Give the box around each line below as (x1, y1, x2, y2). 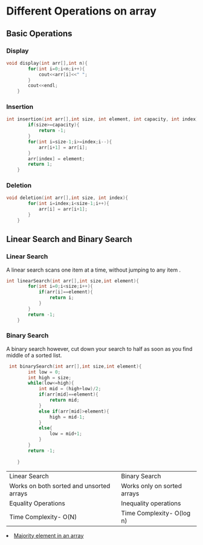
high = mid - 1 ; (49, 414, 85, 420)
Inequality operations (120, 499, 181, 507)
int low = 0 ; (28, 369, 61, 375)
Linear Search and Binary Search (6, 234, 133, 244)
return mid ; (49, 397, 80, 403)
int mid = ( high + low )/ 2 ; (38, 386, 101, 392)
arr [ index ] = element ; (28, 155, 85, 162)
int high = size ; (28, 374, 71, 380)
